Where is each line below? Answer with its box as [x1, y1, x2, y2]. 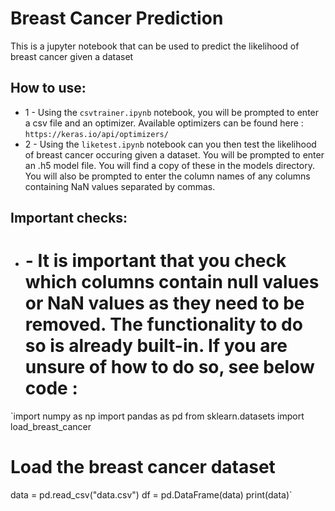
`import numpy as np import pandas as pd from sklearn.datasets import [10, 410, 305, 422]
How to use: [10, 80, 87, 97]
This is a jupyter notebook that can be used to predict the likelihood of [10, 40, 300, 52]
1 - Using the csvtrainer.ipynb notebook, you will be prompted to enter [24, 106, 320, 118]
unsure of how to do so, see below [24, 356, 315, 379]
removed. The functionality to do [24, 313, 303, 336]
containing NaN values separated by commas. [24, 180, 216, 192]
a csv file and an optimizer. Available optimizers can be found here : [24, 117, 304, 129]
